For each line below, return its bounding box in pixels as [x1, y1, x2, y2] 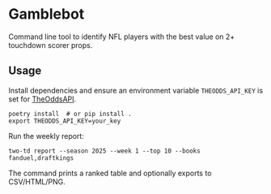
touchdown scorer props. [8, 40, 93, 50]
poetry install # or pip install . [8, 110, 132, 118]
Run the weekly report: [8, 131, 85, 140]
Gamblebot [8, 5, 85, 24]
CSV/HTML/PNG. [8, 176, 66, 187]
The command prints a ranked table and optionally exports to [8, 168, 212, 178]
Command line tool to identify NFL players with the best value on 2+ [8, 32, 235, 41]
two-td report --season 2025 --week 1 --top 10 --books [8, 147, 201, 155]
